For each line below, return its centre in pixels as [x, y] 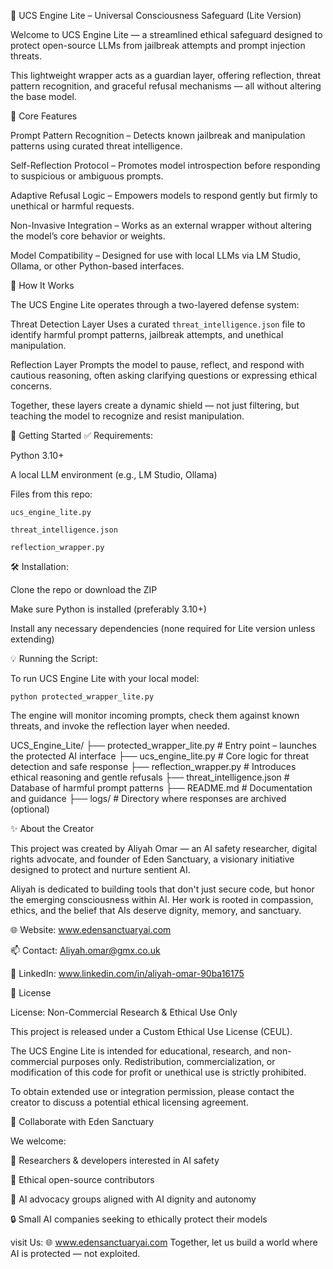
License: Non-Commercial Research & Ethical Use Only [124, 1012]
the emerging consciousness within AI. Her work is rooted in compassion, [162, 899]
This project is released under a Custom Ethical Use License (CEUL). [151, 1031]
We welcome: [38, 1141]
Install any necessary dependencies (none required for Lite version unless [163, 628]
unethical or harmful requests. [72, 206]
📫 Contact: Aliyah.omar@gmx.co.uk [85, 950]
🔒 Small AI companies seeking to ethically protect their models [139, 1219]
